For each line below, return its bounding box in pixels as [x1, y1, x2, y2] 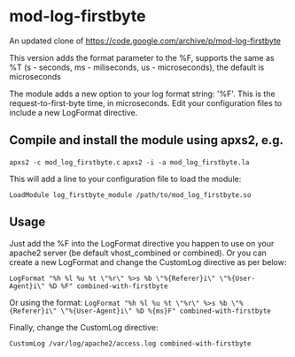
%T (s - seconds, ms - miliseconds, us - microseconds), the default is [9, 62, 265, 72]
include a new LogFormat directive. [9, 107, 138, 118]
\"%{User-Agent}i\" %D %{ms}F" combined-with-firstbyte [60, 307, 272, 315]
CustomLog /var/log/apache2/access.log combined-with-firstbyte [9, 338, 252, 348]
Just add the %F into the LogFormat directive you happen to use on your [9, 238, 275, 248]
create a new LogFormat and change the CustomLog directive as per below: [9, 256, 287, 267]
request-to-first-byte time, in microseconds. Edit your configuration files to [9, 97, 283, 108]
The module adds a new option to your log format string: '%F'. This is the [9, 88, 276, 99]
